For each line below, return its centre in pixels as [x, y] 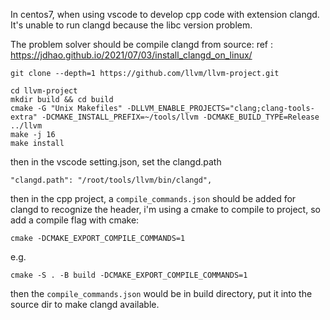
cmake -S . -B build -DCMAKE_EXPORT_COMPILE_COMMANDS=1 [129, 275]
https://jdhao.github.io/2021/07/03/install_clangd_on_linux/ [131, 55]
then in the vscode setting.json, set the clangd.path [116, 162]
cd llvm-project [44, 91]
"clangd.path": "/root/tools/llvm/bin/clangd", [111, 180]
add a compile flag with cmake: [75, 220]
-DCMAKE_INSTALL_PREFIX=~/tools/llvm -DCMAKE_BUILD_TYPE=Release [180, 117]
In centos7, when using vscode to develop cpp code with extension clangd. [165, 14]
